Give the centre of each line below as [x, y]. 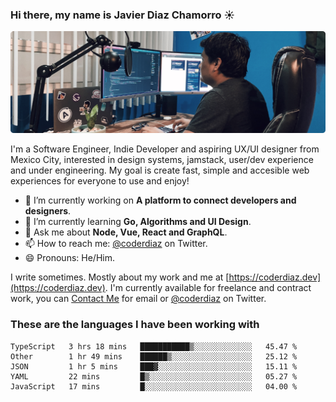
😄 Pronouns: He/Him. [69, 258]
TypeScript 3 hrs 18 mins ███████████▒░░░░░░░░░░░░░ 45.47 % [154, 346]
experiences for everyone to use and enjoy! [100, 181]
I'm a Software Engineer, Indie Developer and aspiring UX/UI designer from [165, 149]
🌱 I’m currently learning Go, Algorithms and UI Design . [138, 222]
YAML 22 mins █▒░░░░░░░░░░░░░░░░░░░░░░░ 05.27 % [154, 376]
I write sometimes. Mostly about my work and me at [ [120, 277]
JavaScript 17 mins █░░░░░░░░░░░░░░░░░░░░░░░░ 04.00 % [154, 386]
